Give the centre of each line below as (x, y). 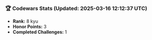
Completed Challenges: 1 (40, 32)
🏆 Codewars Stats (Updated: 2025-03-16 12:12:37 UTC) (76, 8)
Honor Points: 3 (29, 27)
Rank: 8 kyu (25, 21)
